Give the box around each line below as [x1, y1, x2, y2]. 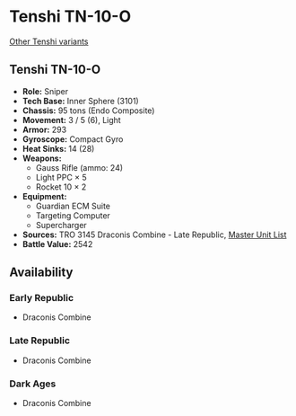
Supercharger [35, 219, 87, 230]
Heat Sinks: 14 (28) [22, 143, 95, 154]
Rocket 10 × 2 [35, 181, 87, 192]
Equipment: [22, 190, 67, 201]
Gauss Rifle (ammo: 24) [35, 162, 124, 173]
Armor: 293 [22, 124, 67, 135]
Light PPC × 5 [35, 172, 87, 182]
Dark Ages [9, 377, 57, 390]
